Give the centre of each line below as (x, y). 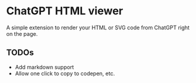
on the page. (22, 33)
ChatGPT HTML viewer (65, 11)
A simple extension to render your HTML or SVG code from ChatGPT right (98, 27)
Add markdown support (44, 67)
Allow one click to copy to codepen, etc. (65, 73)
